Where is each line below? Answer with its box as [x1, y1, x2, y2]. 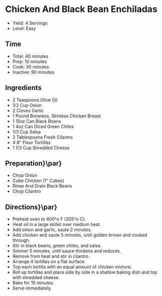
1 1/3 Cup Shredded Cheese [12, 144, 70, 150]
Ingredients [5, 83, 42, 92]
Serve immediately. [12, 285, 52, 291]
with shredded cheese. [12, 274, 60, 280]
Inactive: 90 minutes [12, 69, 55, 75]
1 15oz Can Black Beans [12, 118, 61, 124]
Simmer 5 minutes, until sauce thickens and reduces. [12, 248, 121, 254]
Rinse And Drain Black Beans [12, 183, 72, 189]
